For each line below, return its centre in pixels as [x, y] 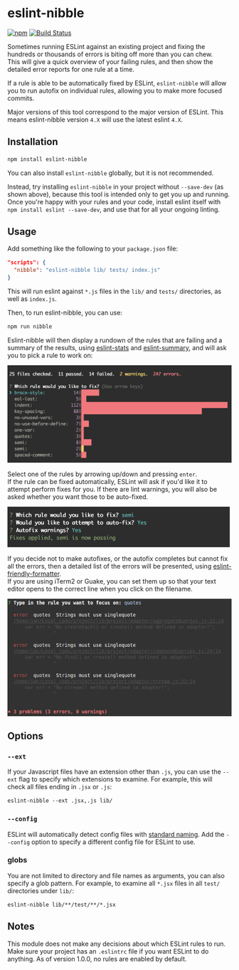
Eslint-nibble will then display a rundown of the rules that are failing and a [115, 340]
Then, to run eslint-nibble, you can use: [65, 313]
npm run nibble [30, 327]
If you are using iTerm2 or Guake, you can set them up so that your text [112, 581]
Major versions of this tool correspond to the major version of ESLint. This [116, 112]
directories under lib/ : [41, 890]
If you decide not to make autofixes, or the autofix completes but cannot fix [118, 558]
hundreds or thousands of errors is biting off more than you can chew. [110, 54]
